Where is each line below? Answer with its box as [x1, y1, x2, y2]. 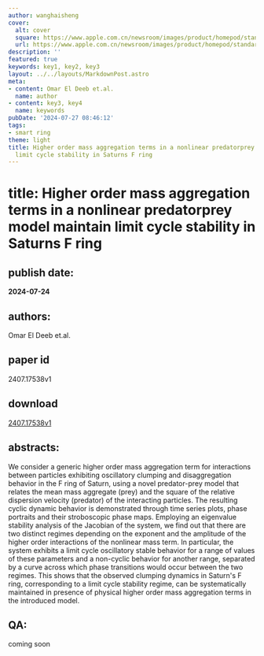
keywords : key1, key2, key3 [8, 63, 101, 71]
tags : [8, 121, 26, 129]
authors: [8, 309, 51, 323]
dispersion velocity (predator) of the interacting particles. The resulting [8, 495, 238, 505]
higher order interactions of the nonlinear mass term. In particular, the [8, 537, 234, 547]
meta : [8, 77, 26, 85]
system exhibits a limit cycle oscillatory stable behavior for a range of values [8, 545, 255, 555]
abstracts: [8, 441, 60, 454]
